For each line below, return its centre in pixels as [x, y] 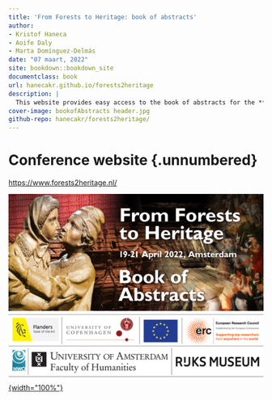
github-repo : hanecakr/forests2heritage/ [79, 120]
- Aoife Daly [30, 43]
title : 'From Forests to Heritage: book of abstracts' [103, 17]
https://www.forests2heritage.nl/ [63, 183]
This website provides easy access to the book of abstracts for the [135, 102]
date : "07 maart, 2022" [49, 60]
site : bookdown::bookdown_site [61, 69]
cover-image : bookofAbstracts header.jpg [79, 111]
